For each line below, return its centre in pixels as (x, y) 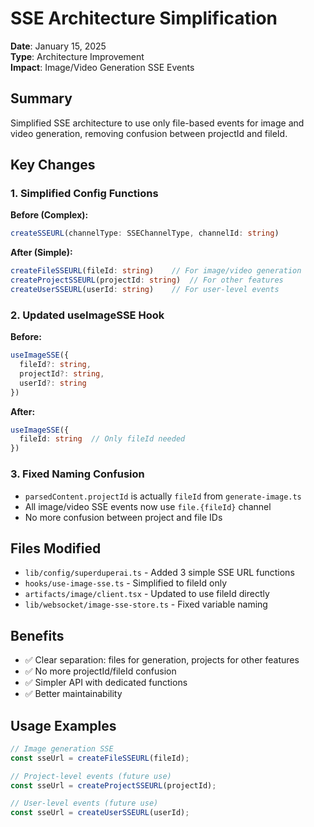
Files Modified (56, 548)
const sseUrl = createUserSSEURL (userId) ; (100, 813)
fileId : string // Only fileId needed (102, 439)
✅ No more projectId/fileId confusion (100, 671)
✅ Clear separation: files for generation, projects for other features (162, 660)
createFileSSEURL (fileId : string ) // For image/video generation (156, 271)
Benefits (37, 635)
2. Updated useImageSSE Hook (87, 315)
